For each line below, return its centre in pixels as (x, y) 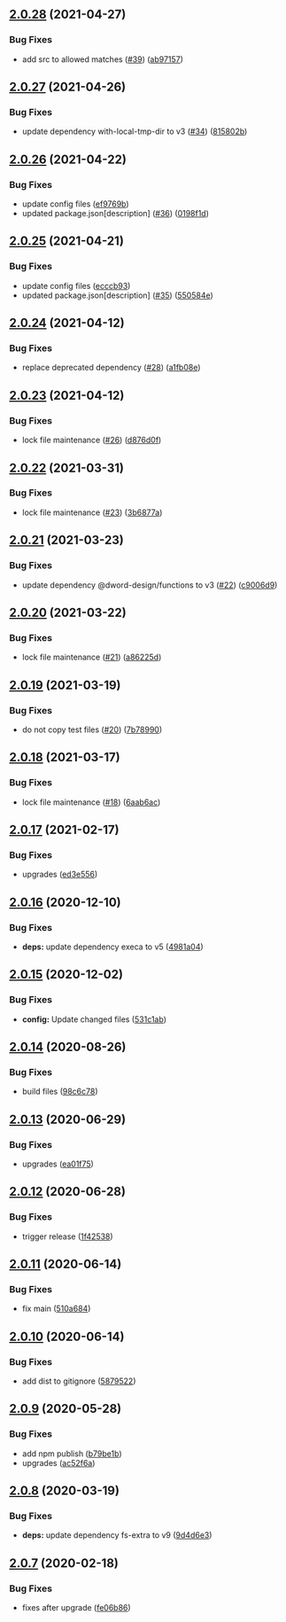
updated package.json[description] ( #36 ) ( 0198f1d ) (116, 214)
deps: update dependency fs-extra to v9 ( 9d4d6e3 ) (117, 1535)
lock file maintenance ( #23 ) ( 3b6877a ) (92, 512)
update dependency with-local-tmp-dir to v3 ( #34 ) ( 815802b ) (135, 131)
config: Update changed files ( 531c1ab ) (94, 1019)
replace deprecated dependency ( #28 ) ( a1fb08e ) (111, 368)
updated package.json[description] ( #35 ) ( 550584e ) (118, 295)
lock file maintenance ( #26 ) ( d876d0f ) (92, 440)
